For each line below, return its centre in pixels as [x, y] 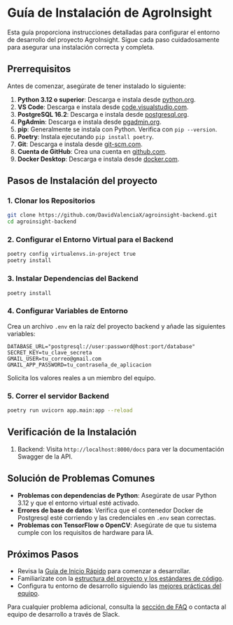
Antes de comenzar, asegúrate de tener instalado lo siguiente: [97, 86]
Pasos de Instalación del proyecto [82, 181]
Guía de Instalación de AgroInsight [110, 13]
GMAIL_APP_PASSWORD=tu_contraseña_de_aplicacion [79, 365]
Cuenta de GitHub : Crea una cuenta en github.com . [92, 151]
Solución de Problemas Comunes [81, 479]
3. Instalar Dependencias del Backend [73, 279]
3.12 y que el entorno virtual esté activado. [78, 503]
